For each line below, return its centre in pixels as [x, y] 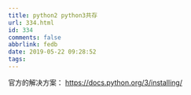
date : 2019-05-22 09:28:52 [52, 52]
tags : [17, 60]
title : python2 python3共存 [53, 15]
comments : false [35, 37]
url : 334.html [31, 23]
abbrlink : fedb [33, 45]
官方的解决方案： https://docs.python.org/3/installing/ [95, 82]
